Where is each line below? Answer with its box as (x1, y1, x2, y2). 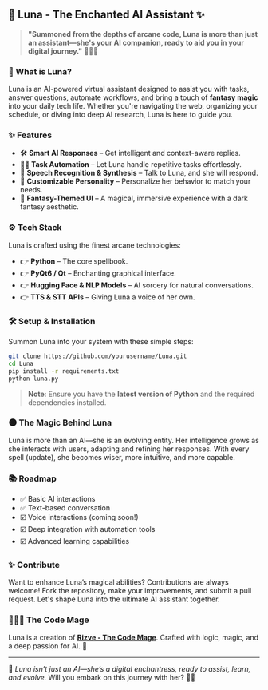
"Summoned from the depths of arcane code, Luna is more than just (27, 29, 258, 38)
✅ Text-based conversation (19, 503, 111, 513)
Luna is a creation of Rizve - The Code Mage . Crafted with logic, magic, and (8, 632, 259, 642)
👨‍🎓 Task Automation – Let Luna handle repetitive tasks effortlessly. (19, 160, 242, 169)
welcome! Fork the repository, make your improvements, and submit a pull (8, 586, 252, 596)
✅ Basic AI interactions (19, 494, 96, 504)
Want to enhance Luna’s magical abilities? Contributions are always (8, 577, 229, 587)
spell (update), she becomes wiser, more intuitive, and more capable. (8, 452, 235, 462)
